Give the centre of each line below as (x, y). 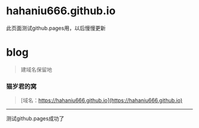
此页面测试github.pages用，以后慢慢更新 (56, 28)
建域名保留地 (36, 69)
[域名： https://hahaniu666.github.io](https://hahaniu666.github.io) (101, 100)
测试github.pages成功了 (35, 119)
